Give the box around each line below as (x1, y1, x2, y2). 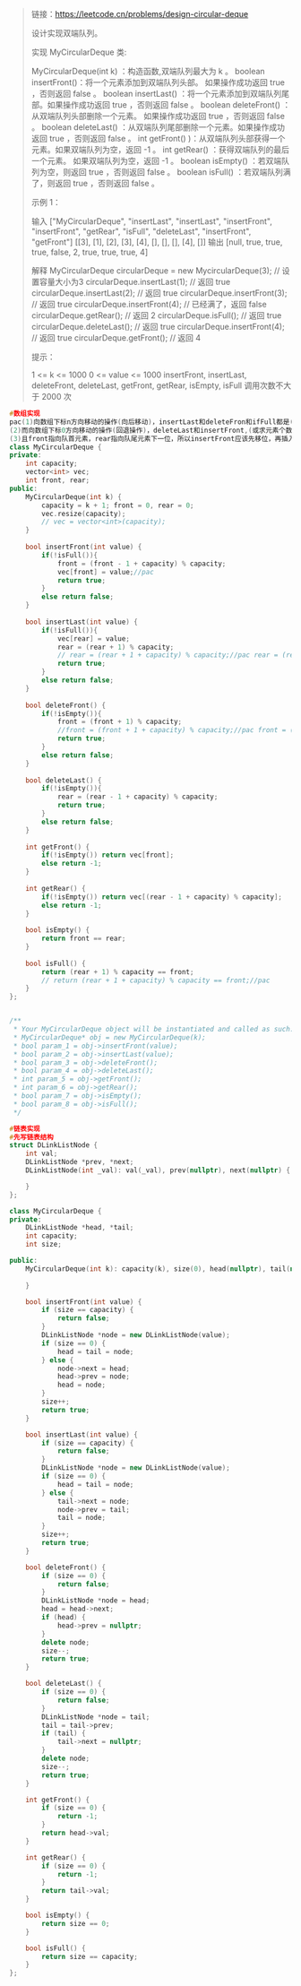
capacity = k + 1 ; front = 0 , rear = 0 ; (41, 501, 194, 510)
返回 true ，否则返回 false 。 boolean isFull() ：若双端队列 (70, 167, 284, 177)
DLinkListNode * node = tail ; (41, 1712, 150, 1722)
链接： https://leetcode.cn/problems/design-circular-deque (30, 9, 249, 19)
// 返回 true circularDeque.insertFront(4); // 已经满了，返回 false (30, 299, 267, 309)
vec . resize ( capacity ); (41, 509, 126, 518)
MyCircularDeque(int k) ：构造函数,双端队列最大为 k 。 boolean (30, 66, 266, 76)
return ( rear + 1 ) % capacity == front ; (41, 967, 194, 976)
